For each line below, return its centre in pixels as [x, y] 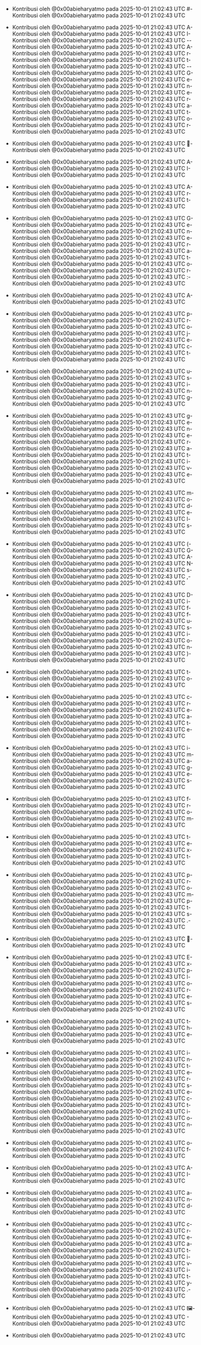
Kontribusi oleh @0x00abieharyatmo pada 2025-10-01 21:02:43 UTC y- [102, 1283]
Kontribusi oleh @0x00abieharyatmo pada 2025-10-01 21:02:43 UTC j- [101, 333]
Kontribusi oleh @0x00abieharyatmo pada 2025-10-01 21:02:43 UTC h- [102, 1028]
